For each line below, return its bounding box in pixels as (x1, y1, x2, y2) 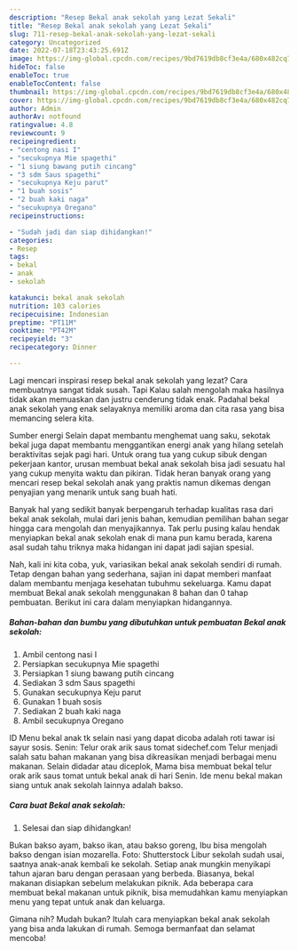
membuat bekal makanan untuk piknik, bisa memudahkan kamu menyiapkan (9, 887, 288, 898)
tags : (9, 253, 29, 262)
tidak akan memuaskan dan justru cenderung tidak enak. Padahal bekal (9, 393, 271, 405)
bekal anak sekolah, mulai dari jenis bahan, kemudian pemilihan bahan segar (9, 513, 289, 524)
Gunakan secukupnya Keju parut (21, 687, 142, 697)
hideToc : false (9, 63, 66, 72)
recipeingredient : (9, 137, 77, 146)
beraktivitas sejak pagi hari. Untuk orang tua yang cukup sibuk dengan (9, 448, 268, 459)
